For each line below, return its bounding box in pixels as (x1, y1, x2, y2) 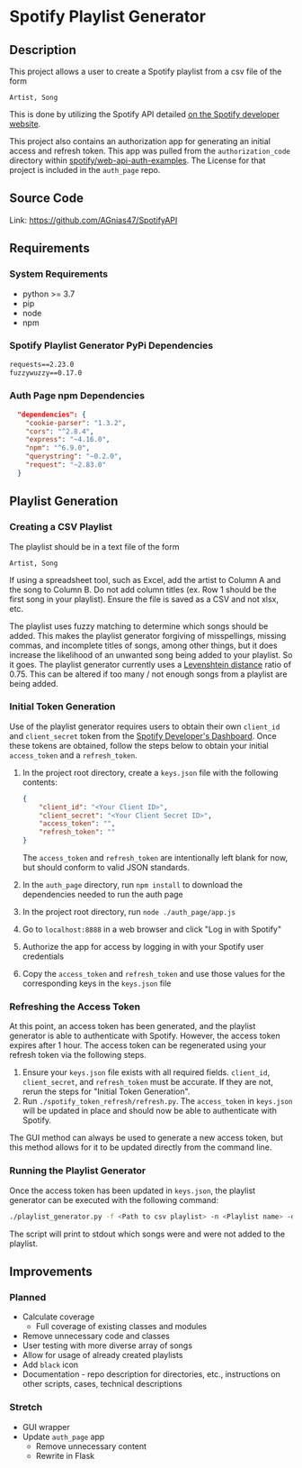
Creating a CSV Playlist (9, 521, 113, 533)
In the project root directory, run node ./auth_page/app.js (22, 907, 236, 917)
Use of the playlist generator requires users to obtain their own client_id (9, 721, 280, 732)
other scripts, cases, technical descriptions (22, 1379, 182, 1390)
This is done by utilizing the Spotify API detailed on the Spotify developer (9, 109, 280, 119)
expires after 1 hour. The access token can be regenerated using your (9, 1040, 267, 1051)
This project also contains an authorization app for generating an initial (9, 136, 271, 146)
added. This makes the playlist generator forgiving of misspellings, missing (9, 630, 287, 641)
